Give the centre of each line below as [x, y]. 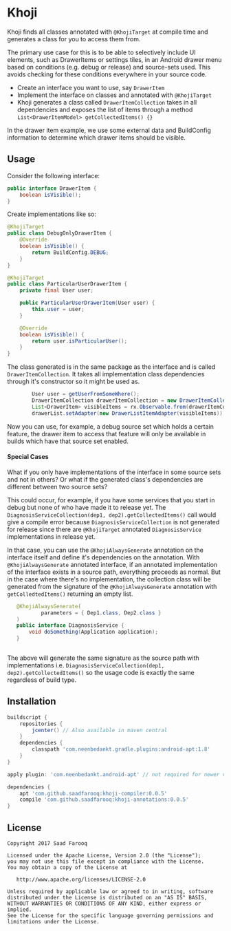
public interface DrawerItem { [52, 188]
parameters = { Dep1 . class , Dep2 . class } [101, 613]
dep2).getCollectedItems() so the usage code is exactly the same [101, 672]
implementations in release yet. [52, 536]
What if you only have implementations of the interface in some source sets [114, 472]
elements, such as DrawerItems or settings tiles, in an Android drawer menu [114, 59]
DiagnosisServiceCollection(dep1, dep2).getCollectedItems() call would [112, 515]
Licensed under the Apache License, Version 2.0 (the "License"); [104, 855]
